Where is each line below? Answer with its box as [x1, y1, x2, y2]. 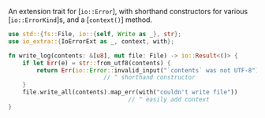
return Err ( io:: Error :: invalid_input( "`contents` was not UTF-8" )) [36, 66, 263, 74]
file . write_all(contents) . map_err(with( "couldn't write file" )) [22, 88, 238, 97]
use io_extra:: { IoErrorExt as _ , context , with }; [8, 37, 175, 46]
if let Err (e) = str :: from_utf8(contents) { [22, 59, 171, 67]
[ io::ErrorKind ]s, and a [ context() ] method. [8, 15, 152, 24]
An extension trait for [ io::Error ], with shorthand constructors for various [8, 7, 248, 16]
